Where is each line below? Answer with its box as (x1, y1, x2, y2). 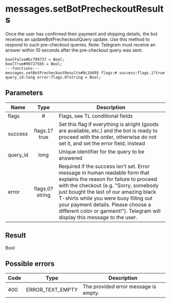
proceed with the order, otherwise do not (58, 133, 157, 140)
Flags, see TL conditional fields (58, 112, 133, 119)
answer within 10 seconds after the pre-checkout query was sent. (5, 47, 143, 53)
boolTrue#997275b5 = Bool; (5, 61, 63, 66)
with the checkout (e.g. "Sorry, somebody (58, 182, 159, 189)
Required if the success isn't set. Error (58, 163, 150, 170)
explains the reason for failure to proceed (58, 175, 158, 183)
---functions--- (5, 66, 40, 71)
